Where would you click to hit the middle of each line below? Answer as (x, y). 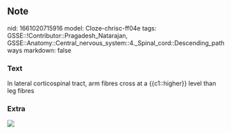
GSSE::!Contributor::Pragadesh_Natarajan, (68, 35)
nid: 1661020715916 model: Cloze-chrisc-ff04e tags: (82, 28)
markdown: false (48, 50)
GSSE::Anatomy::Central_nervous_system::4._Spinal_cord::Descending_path (116, 43)
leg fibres (21, 91)
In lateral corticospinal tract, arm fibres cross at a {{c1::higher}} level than (112, 83)
